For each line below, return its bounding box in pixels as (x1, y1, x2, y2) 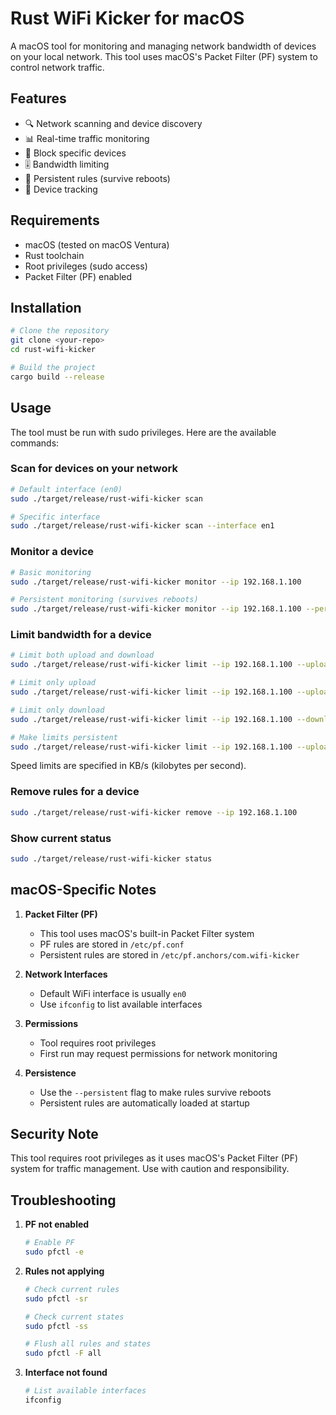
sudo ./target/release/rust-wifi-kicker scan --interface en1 (10, 521, 275, 531)
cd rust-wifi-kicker (10, 345, 97, 355)
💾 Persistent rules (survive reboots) (24, 172, 171, 184)
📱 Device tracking (24, 183, 98, 195)
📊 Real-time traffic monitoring (24, 132, 150, 144)
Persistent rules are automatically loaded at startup (39, 1097, 250, 1109)
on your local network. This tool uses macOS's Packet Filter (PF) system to (10, 50, 318, 62)
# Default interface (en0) (10, 484, 123, 494)
